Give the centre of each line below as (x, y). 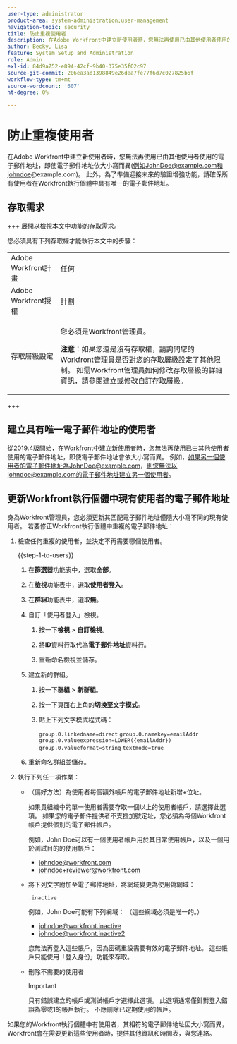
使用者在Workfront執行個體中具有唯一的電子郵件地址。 (93, 183)
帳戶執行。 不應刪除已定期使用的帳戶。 (118, 1009)
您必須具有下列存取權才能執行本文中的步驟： (72, 241)
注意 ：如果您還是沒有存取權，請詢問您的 (128, 348)
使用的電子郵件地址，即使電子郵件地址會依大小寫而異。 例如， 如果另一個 (113, 456)
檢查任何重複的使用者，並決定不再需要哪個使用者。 (92, 541)
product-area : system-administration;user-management (88, 20)
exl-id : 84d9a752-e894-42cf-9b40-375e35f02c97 (77, 66)
